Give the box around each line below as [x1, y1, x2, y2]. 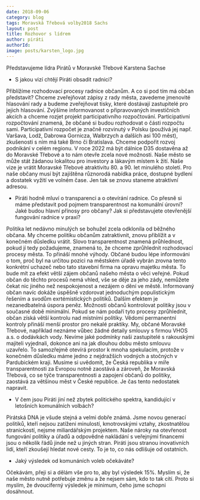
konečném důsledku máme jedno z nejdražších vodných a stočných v [6, 352, 178, 359]
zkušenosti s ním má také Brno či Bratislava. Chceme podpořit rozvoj [6, 138, 176, 146]
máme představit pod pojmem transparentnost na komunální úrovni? [14, 201, 183, 208]
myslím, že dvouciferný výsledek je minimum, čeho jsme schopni [6, 481, 166, 489]
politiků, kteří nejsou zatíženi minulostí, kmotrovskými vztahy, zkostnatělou [6, 420, 190, 427]
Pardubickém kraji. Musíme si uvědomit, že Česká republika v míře [6, 359, 170, 366]
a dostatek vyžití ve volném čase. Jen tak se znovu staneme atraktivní [6, 176, 179, 183]
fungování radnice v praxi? [14, 213, 81, 220]
